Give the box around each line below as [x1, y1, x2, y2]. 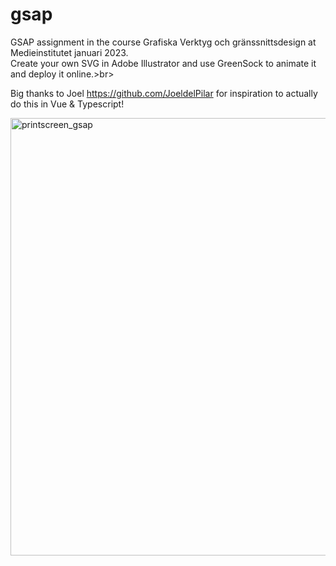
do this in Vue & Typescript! [10, 98, 125, 110]
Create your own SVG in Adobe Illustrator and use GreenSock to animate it [10, 57, 317, 69]
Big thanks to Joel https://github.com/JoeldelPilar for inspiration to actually [10, 87, 318, 99]
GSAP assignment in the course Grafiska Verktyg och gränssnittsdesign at [10, 36, 317, 48]
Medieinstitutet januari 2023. [10, 46, 129, 58]
